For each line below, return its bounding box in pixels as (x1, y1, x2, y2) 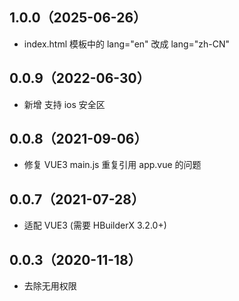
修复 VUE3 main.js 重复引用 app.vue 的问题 (23, 159, 202, 171)
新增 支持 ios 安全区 (23, 98, 106, 110)
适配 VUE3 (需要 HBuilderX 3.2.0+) (23, 219, 167, 232)
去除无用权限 (23, 280, 77, 292)
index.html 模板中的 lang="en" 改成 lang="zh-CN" (23, 38, 231, 50)
